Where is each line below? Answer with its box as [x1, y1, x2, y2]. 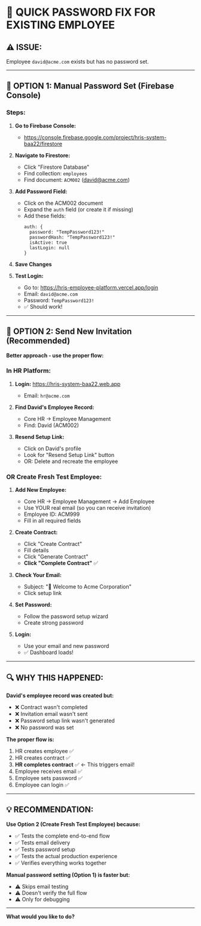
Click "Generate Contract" [23, 553, 89, 560]
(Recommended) [6, 336, 71, 346]
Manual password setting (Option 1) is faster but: [6, 871, 130, 879]
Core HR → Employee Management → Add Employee [23, 498, 154, 505]
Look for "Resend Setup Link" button [23, 451, 115, 458]
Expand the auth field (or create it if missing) [23, 205, 133, 213]
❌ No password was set [14, 724, 74, 731]
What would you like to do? [6, 913, 75, 920]
